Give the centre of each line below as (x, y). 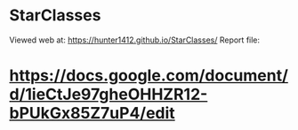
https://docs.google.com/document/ (149, 76)
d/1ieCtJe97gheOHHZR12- (109, 95)
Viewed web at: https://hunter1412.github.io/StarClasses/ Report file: (135, 40)
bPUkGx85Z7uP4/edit (92, 114)
